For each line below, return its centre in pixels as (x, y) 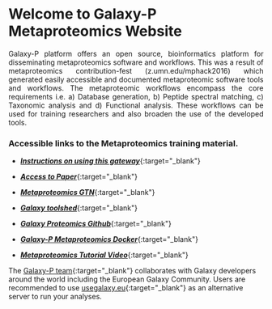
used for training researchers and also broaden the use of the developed (136, 113)
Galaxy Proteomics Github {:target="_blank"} (96, 224)
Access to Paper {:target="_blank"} (79, 177)
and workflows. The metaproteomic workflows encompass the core (136, 88)
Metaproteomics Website (95, 31)
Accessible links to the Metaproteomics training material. (123, 143)
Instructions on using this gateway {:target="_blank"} (110, 161)
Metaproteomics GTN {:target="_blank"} (87, 193)
